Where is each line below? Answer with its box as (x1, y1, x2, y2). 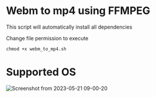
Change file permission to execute (6, 34, 89, 41)
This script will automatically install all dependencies (6, 23, 133, 30)
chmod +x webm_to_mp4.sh (6, 46, 67, 52)
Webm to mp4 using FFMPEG (6, 4, 151, 18)
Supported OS (6, 65, 77, 79)
